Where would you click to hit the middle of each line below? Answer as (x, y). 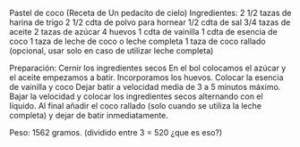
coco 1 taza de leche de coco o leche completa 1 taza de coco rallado (137, 41)
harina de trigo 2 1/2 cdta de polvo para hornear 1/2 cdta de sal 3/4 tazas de (150, 22)
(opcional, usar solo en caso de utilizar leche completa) (111, 51)
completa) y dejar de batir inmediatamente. (89, 115)
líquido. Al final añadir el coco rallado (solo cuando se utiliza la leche (136, 106)
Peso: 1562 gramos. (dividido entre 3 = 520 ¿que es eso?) (116, 132)
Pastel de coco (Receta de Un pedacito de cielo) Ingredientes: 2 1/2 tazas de (150, 13)
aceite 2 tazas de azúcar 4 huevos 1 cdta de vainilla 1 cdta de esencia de (143, 32)
